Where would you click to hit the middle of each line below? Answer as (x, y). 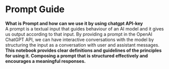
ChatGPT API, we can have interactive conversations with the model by (80, 40)
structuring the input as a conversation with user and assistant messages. (82, 45)
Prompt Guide (35, 9)
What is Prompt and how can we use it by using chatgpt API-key (74, 23)
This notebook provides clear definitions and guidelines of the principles (83, 50)
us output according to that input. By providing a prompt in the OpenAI (79, 34)
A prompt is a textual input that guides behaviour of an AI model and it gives (84, 28)
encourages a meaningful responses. (46, 61)
